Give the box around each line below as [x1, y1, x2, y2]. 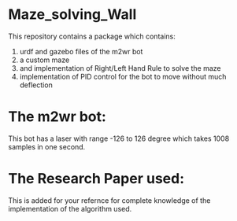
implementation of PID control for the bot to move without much [19, 72, 227, 81]
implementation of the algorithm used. [8, 204, 132, 213]
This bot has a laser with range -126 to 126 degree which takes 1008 [8, 134, 230, 143]
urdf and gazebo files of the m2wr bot [19, 46, 143, 56]
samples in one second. [8, 142, 86, 151]
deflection [19, 80, 53, 90]
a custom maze [19, 55, 70, 64]
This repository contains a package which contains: [8, 31, 176, 41]
